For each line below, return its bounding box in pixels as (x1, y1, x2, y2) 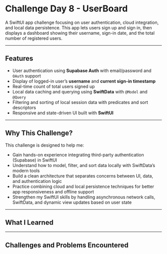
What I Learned (5, 218, 54, 227)
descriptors (12, 104, 36, 110)
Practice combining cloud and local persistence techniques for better (12, 183, 154, 189)
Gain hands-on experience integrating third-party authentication (12, 152, 144, 158)
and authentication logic (12, 178, 62, 184)
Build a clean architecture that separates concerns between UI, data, (12, 172, 153, 179)
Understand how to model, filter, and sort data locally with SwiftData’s (12, 162, 156, 168)
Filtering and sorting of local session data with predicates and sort (12, 99, 148, 105)
